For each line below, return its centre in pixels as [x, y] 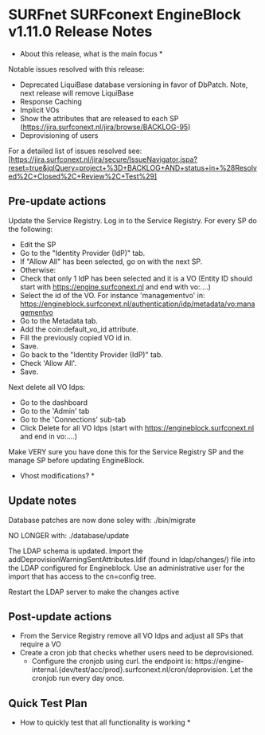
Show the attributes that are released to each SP [99, 118]
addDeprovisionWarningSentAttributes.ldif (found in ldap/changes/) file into [132, 559]
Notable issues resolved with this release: [76, 69]
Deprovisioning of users [59, 135]
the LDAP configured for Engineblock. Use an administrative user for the [127, 568]
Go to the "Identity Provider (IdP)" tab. [82, 253]
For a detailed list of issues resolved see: [75, 151]
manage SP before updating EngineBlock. [76, 460]
